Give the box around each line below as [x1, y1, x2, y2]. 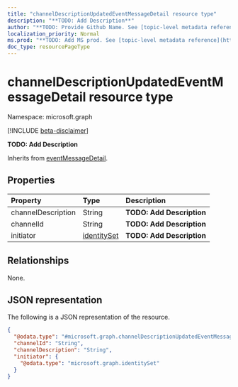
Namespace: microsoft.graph [7, 112, 93, 121]
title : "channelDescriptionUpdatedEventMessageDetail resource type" [7, 10, 217, 18]
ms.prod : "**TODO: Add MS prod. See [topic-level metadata [7, 37, 186, 44]
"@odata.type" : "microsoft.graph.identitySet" [20, 359, 160, 366]
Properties [7, 175, 55, 187]
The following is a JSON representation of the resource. [7, 313, 170, 322]
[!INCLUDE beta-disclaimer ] [7, 126, 89, 135]
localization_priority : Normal [7, 30, 100, 38]
